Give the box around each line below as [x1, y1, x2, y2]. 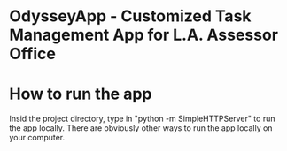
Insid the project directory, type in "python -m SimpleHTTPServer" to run [9, 113, 275, 125]
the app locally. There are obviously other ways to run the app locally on [9, 123, 273, 133]
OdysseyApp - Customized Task [9, 6, 252, 26]
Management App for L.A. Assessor [9, 25, 279, 45]
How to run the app [9, 84, 152, 104]
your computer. [9, 132, 66, 143]
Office [9, 44, 56, 64]
